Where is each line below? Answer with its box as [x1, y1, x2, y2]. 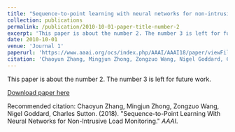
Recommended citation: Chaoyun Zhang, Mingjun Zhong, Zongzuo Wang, [7, 102, 219, 110]
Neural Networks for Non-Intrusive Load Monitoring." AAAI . [7, 117, 178, 125]
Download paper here [7, 88, 70, 96]
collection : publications [7, 17, 83, 24]
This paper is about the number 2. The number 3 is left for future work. [7, 75, 211, 83]
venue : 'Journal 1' [7, 43, 64, 50]
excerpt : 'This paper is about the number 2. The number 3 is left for [7, 29, 220, 37]
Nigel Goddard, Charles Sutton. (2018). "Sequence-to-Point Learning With [7, 109, 221, 117]
